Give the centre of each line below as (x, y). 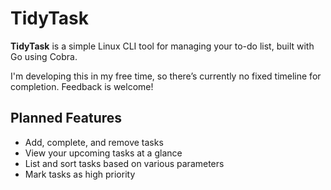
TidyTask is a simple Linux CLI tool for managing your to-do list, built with (162, 46)
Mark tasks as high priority (80, 174)
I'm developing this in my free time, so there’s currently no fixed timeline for (166, 76)
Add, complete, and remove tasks (94, 142)
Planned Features (66, 118)
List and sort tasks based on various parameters (124, 163)
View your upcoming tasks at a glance (103, 153)
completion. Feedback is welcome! (82, 86)
